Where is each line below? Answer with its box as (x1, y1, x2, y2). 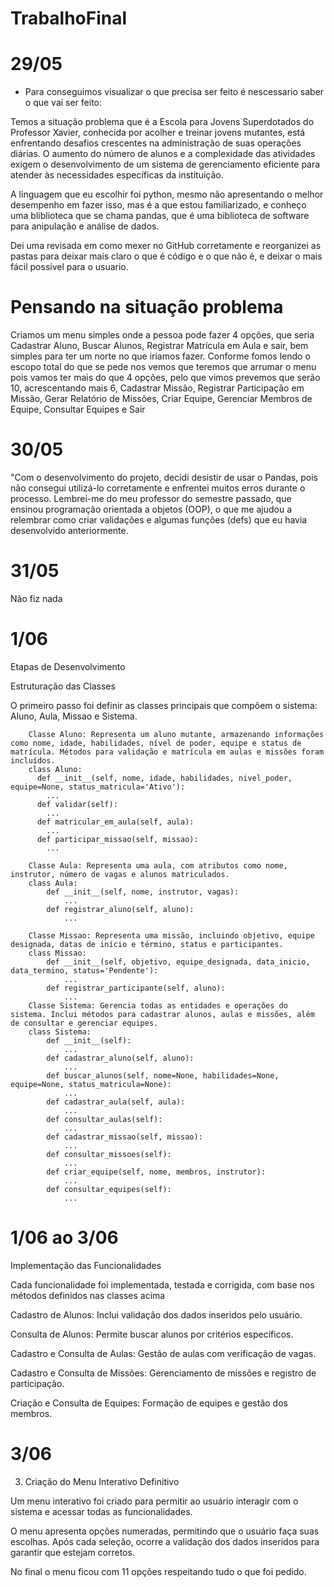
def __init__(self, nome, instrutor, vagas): (46, 887, 240, 897)
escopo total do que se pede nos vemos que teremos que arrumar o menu (10, 361, 317, 373)
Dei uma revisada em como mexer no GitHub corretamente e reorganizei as (10, 240, 322, 252)
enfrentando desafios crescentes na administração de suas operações (10, 137, 302, 149)
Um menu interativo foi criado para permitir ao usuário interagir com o (10, 1495, 299, 1507)
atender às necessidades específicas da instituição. (10, 169, 224, 181)
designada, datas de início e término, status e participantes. (10, 939, 284, 949)
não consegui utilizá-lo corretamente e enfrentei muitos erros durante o (10, 482, 306, 494)
